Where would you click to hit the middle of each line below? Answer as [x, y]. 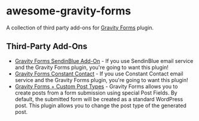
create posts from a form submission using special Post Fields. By [96, 93]
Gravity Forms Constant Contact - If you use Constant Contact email [99, 74]
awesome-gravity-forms [69, 11]
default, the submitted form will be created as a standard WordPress [99, 99]
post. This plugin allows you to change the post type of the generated [100, 105]
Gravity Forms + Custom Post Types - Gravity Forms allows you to [96, 86]
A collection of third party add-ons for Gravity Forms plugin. [80, 28]
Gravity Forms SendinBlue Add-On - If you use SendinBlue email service [104, 60]
